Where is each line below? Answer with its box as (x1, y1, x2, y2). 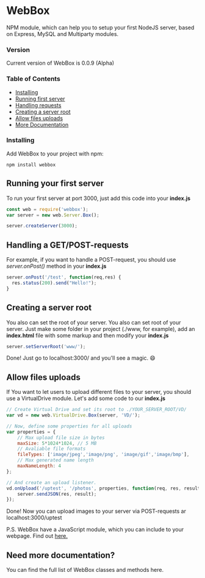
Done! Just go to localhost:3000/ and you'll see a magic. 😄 (6, 354, 156, 362)
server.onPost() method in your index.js (6, 263, 107, 270)
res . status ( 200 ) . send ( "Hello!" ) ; (12, 280, 97, 286)
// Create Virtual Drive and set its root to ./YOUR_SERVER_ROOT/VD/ (6, 407, 187, 413)
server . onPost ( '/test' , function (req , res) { (6, 274, 121, 280)
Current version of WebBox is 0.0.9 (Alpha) (6, 59, 115, 67)
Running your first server (6, 178, 104, 189)
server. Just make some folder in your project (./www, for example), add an (6, 325, 195, 332)
